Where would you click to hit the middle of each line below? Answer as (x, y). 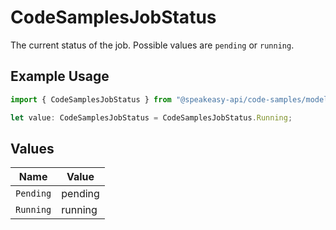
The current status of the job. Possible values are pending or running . (152, 45)
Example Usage (60, 76)
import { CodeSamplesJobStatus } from (91, 99)
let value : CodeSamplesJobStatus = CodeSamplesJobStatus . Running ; (151, 117)
